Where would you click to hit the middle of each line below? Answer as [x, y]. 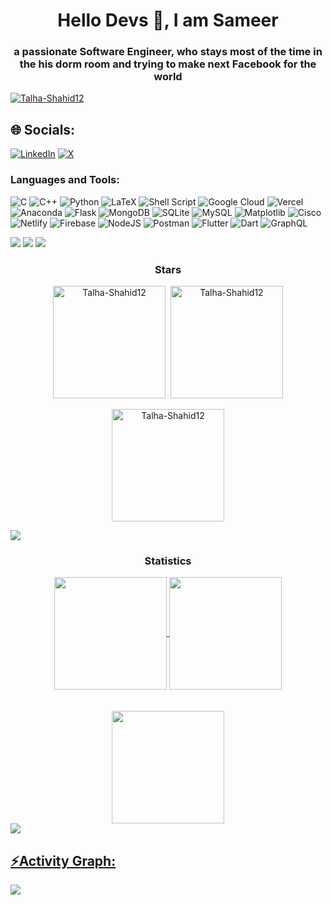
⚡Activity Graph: [63, 860]
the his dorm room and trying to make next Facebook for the [168, 64]
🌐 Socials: [43, 129]
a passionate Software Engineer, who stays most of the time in [168, 52]
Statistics [168, 561]
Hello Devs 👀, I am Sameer [168, 20]
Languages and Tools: [65, 180]
